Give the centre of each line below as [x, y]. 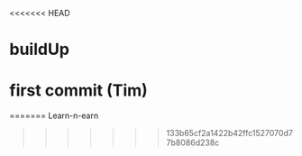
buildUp [40, 50]
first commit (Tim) [79, 91]
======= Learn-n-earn [54, 115]
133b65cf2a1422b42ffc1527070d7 [229, 133]
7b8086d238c [193, 142]
